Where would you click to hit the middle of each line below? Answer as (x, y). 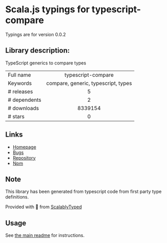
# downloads (23, 108)
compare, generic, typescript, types (89, 83)
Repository (24, 158)
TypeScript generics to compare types (46, 63)
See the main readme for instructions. (45, 235)
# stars (16, 116)
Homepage (25, 147)
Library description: (38, 50)
